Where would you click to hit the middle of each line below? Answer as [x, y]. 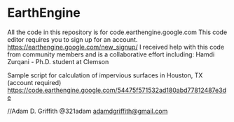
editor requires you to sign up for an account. [73, 39]
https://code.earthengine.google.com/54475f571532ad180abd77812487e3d [117, 90]
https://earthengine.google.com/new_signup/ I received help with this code [116, 47]
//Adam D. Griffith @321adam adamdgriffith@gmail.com [88, 111]
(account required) [34, 82]
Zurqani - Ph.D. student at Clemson [58, 61]
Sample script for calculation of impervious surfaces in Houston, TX [105, 75]
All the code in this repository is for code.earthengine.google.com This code [117, 32]
